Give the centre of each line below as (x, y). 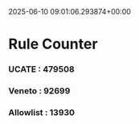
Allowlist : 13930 (41, 112)
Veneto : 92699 (39, 91)
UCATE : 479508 (41, 69)
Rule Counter (53, 44)
